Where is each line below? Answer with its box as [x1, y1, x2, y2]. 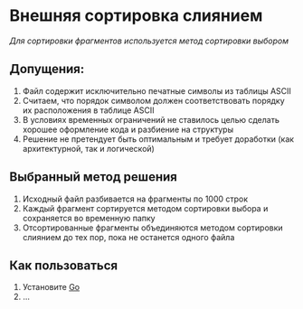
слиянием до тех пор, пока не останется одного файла [22, 231, 235, 242]
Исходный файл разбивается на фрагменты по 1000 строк [22, 193, 249, 204]
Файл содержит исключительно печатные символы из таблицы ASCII [22, 85, 292, 96]
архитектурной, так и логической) [22, 143, 156, 154]
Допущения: [9, 61, 85, 77]
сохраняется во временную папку [22, 212, 156, 223]
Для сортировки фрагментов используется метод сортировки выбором [9, 35, 289, 46]
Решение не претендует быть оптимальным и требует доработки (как [22, 133, 295, 145]
